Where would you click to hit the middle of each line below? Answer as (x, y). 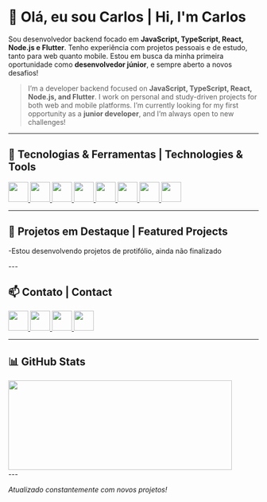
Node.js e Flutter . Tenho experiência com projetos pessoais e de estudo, (128, 47)
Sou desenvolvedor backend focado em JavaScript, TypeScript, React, (126, 39)
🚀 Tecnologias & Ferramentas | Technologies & (126, 155)
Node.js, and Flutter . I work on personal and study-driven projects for (142, 96)
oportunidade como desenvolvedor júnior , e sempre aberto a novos (120, 64)
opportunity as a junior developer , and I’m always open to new (131, 113)
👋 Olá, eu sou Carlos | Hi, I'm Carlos (127, 17)
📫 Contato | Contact (60, 292)
